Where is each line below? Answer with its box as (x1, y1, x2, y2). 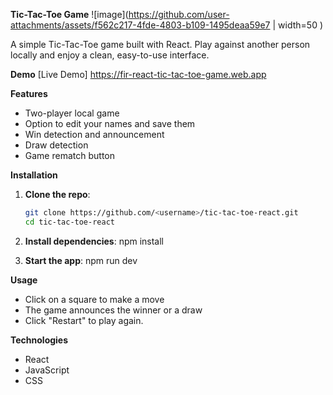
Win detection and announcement (24, 129, 165, 140)
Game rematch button (24, 150, 115, 161)
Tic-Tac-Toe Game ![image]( (10, 9, 129, 20)
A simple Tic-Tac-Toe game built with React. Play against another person (10, 39, 311, 50)
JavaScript (24, 364, 70, 376)
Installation (10, 169, 58, 181)
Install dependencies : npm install (24, 235, 165, 247)
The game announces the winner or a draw (24, 304, 203, 316)
